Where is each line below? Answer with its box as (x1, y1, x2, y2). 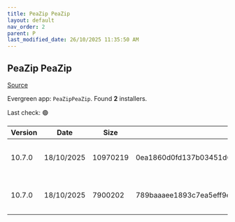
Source (7, 81, 28, 89)
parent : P (7, 29, 36, 37)
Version (10, 127, 38, 137)
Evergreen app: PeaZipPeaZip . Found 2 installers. (7, 94, 148, 102)
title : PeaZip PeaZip (7, 10, 71, 18)
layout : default (7, 17, 55, 24)
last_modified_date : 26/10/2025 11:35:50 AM (7, 36, 139, 43)
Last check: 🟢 (7, 108, 49, 116)
